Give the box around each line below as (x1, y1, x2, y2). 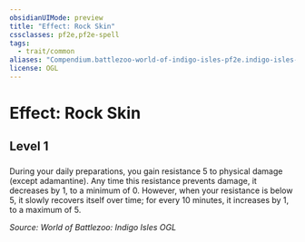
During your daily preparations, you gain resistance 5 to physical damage (9, 166, 283, 177)
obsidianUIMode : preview (9, 13, 103, 23)
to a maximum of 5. (9, 205, 82, 216)
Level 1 (9, 139, 49, 154)
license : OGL (9, 64, 59, 73)
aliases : (9, 55, 43, 64)
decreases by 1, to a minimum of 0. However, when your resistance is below (9, 185, 293, 196)
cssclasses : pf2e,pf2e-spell (9, 30, 120, 39)
